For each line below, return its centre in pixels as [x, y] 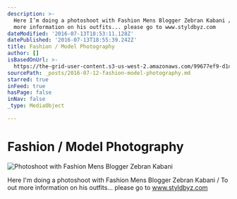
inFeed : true [26, 86]
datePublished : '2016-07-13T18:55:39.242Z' [72, 40]
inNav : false [26, 99]
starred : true [28, 79]
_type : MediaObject [36, 106]
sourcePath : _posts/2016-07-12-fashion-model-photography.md [99, 73]
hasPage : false [30, 92]
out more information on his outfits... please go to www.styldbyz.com [108, 187]
